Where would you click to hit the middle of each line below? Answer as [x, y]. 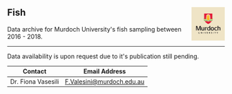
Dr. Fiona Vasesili [35, 81]
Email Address [105, 71]
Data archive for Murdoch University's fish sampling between [94, 29]
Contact [35, 71]
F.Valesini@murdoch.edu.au [105, 81]
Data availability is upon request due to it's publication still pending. [103, 56]
